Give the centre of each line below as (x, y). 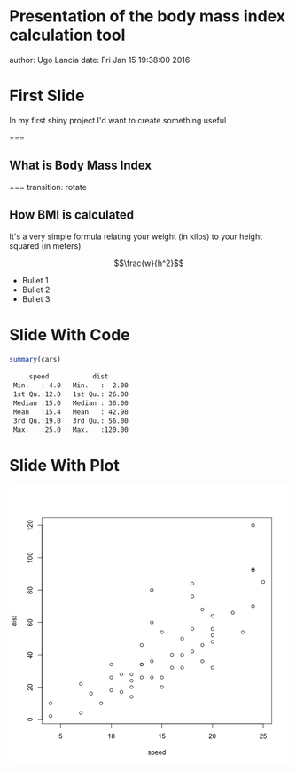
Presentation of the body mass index (148, 16)
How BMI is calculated (72, 215)
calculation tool (67, 35)
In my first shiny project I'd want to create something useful (118, 120)
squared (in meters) (45, 245)
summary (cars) (35, 360)
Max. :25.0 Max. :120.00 (70, 430)
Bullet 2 (36, 290)
